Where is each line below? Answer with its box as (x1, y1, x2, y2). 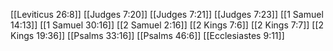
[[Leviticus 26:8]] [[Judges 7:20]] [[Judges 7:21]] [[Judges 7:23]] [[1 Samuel (10, 9, 324, 20)
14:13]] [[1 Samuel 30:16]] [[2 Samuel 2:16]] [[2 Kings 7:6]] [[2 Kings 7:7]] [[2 (10, 19, 325, 31)
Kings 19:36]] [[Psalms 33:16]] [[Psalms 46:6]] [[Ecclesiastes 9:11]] (10, 30, 285, 41)
